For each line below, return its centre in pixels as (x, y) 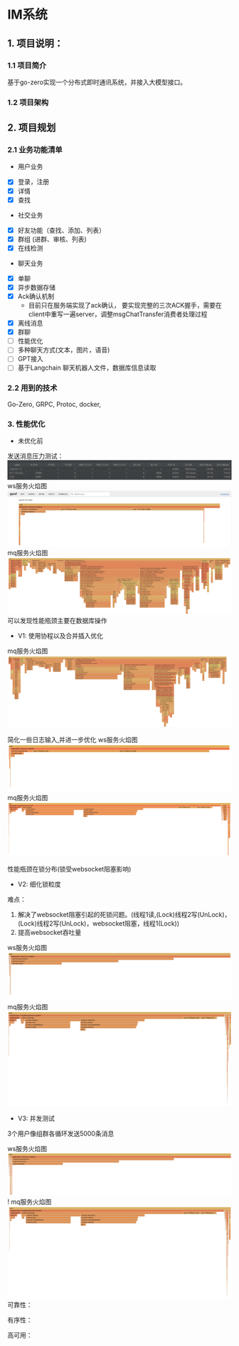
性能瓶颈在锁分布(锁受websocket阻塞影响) (69, 869)
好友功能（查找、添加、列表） (61, 230)
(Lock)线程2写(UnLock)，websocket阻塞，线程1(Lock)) (99, 923)
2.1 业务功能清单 (35, 150)
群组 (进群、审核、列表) (52, 239)
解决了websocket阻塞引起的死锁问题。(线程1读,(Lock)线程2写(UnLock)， (124, 914)
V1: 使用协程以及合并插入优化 (60, 635)
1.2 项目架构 (28, 102)
